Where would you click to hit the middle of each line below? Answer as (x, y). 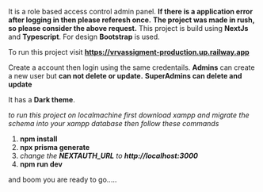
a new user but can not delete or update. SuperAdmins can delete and (125, 76)
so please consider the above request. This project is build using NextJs (128, 28)
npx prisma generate (55, 147)
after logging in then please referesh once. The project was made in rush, (131, 20)
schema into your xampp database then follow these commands (114, 123)
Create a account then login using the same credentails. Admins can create (131, 67)
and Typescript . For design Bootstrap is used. (84, 36)
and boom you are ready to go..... (63, 179)
